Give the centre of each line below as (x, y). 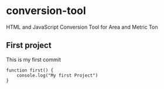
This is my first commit (34, 59)
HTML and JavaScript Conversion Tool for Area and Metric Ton (82, 27)
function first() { (30, 70)
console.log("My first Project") (57, 75)
